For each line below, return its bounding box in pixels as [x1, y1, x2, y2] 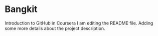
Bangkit [5, 3, 38, 15]
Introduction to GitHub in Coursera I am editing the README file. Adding [5, 20, 153, 26]
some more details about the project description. [5, 25, 106, 31]
